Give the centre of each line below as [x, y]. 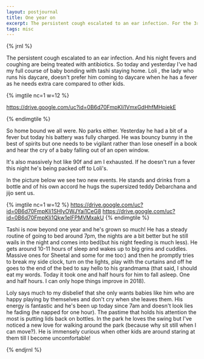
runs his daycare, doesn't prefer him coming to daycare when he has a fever [102, 77]
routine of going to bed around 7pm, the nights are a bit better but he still [97, 236]
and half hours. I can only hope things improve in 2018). [76, 281]
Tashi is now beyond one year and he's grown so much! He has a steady [97, 230]
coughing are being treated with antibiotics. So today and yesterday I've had [102, 64]
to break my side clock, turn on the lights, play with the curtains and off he [99, 262]
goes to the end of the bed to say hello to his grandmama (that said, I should [102, 268]
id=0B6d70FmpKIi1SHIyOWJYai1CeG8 [54, 211]
